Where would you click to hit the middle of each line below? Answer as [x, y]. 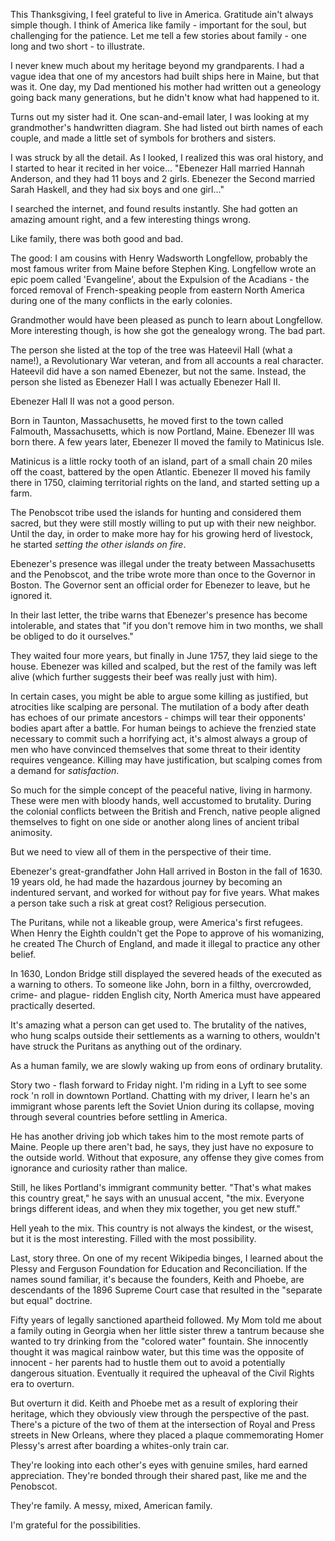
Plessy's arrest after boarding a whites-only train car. [120, 1445]
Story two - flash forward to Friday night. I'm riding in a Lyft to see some [158, 1085]
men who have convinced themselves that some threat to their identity [155, 749]
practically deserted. [53, 1005]
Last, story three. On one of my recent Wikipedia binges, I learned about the [167, 1258]
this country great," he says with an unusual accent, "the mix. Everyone [157, 1198]
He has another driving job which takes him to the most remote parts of [157, 1136]
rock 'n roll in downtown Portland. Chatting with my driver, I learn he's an [160, 1095]
